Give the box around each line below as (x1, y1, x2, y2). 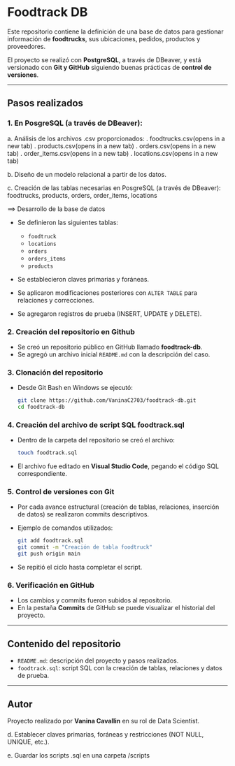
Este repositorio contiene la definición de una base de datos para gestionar (7, 27, 224, 36)
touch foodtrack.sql (17, 449, 78, 456)
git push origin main (17, 550, 80, 558)
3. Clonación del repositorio (7, 368, 104, 377)
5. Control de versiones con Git (7, 487, 115, 497)
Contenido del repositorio (7, 637, 121, 650)
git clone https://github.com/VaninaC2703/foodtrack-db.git (17, 397, 197, 404)
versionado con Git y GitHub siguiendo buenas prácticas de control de (7, 63, 212, 71)
